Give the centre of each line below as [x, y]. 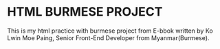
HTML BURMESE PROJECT [85, 12]
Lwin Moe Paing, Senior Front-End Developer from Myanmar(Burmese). [108, 37]
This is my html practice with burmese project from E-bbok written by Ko [110, 31]
